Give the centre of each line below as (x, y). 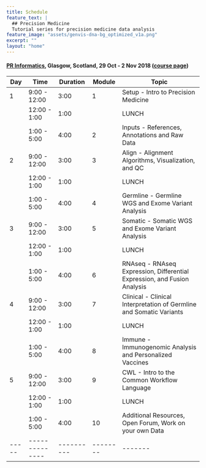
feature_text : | (27, 18)
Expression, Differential (155, 271)
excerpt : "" (21, 40)
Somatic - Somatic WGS (157, 221)
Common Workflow (150, 380)
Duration (72, 82)
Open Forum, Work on (154, 423)
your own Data (143, 431)
